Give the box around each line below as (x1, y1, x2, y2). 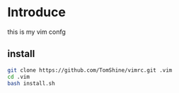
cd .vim (7, 73, 30, 80)
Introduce (7, 4, 66, 20)
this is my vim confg (7, 27, 66, 36)
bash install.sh (7, 80, 55, 87)
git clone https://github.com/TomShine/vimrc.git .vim (7, 66, 173, 74)
